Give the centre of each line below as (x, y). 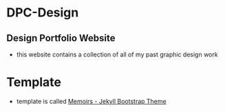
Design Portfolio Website (61, 38)
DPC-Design (43, 13)
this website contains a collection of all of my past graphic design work (117, 54)
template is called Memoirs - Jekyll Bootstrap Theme (91, 101)
